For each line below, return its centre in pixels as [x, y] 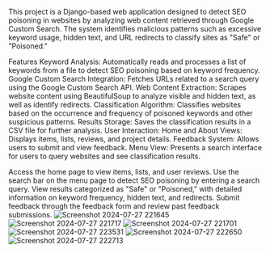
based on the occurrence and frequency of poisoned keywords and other [131, 113]
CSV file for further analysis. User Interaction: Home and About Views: [125, 130]
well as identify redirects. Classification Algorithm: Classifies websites [124, 105]
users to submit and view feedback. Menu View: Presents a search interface [135, 148]
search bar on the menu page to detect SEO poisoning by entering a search [134, 180]
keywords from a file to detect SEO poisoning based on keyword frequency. [134, 70]
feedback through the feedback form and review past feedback [114, 206]
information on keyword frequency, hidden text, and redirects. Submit [124, 198]
